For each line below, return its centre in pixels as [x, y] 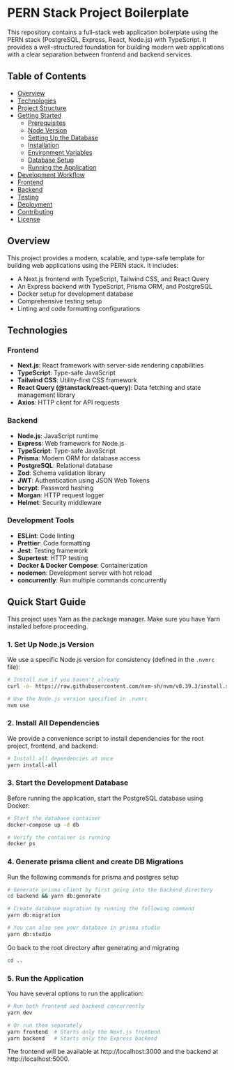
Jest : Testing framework [53, 550]
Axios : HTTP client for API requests [68, 402]
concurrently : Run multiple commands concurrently [92, 580]
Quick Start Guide [47, 602]
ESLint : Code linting [46, 536]
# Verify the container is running [59, 837]
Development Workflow [51, 174]
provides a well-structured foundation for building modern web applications [116, 47]
